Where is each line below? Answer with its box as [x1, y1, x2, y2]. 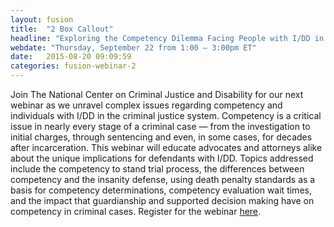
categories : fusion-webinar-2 [10, 61, 137, 71]
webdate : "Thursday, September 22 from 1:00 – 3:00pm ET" [10, 42, 257, 53]
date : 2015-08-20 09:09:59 [10, 52, 132, 62]
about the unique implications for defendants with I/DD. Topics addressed [10, 152, 314, 164]
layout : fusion [10, 14, 74, 25]
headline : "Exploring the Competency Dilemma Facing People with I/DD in [10, 33, 325, 43]
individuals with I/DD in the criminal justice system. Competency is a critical [10, 110, 322, 121]
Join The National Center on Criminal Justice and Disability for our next [10, 89, 304, 100]
